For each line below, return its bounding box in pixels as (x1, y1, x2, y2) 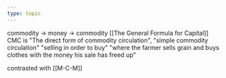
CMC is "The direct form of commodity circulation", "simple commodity (7, 36, 209, 44)
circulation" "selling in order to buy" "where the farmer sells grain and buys (7, 43, 220, 51)
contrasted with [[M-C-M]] (7, 64, 83, 72)
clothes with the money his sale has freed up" (7, 51, 136, 59)
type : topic (7, 10, 41, 17)
